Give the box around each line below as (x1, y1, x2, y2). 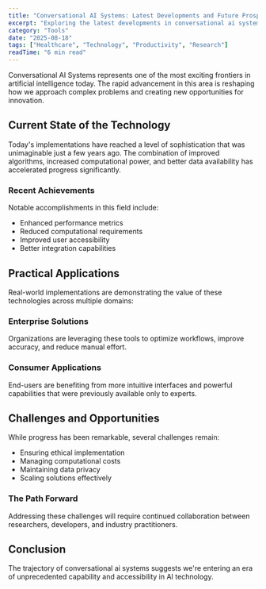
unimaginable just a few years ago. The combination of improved (8, 148, 220, 157)
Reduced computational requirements (19, 227, 143, 237)
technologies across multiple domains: (8, 295, 135, 306)
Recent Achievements (8, 184, 95, 195)
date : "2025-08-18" (8, 33, 73, 42)
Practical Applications (8, 267, 120, 280)
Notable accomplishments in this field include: (8, 203, 159, 213)
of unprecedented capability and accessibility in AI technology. (8, 572, 214, 582)
